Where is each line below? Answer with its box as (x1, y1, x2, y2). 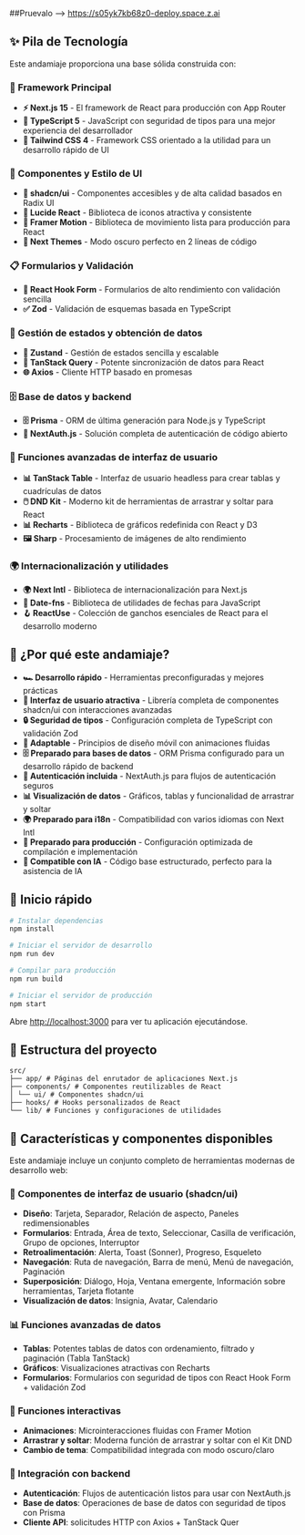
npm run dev (9, 950, 55, 959)
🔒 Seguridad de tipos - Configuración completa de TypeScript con (22, 715, 273, 726)
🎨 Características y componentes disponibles (9, 1130, 273, 1147)
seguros (22, 779, 55, 791)
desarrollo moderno (22, 620, 97, 632)
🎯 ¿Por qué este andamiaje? (9, 647, 170, 663)
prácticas (22, 685, 58, 695)
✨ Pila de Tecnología (9, 34, 129, 49)
